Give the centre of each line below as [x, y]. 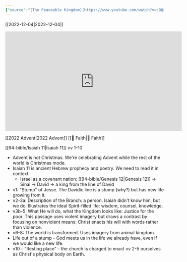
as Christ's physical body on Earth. [49, 254]
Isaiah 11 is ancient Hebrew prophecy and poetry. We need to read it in [85, 168]
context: [21, 173]
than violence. [27, 227]
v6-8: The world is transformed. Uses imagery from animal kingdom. [84, 232]
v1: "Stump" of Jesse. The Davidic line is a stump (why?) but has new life [88, 189]
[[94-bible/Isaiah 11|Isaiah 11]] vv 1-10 [44, 147]
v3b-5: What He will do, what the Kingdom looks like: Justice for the [83, 211]
